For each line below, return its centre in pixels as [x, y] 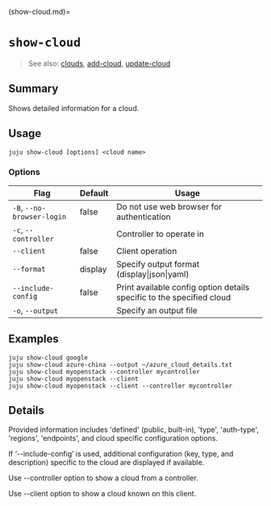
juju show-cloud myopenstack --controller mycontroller [104, 371]
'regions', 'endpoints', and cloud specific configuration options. [113, 438]
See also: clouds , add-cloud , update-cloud [99, 63]
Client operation [147, 251]
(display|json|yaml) [153, 274]
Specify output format [158, 263]
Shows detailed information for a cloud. [74, 108]
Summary [33, 89]
